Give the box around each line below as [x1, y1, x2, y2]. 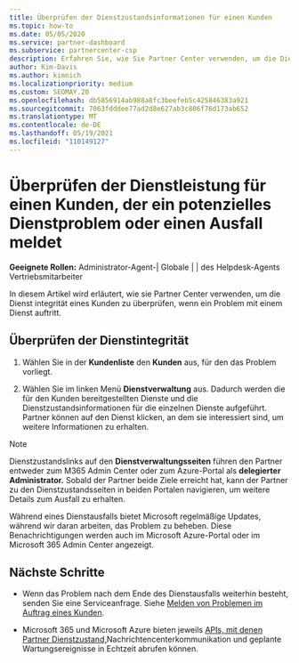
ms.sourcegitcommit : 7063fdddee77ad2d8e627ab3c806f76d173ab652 [9, 104, 249, 113]
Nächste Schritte [9, 564, 105, 579]
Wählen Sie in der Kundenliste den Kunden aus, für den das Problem [21, 357, 277, 368]
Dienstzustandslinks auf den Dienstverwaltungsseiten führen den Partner [9, 456, 283, 466]
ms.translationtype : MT [9, 112, 98, 121]
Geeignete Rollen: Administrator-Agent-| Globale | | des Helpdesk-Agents [9, 262, 280, 272]
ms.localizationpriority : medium [9, 79, 133, 88]
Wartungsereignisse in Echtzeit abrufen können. [21, 643, 198, 654]
